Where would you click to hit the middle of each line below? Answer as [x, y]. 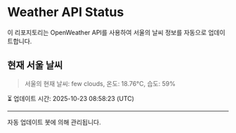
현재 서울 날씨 [35, 65]
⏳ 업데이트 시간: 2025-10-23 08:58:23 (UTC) [71, 98]
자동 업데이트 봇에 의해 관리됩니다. [54, 122]
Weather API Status [66, 12]
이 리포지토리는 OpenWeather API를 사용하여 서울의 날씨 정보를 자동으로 [107, 32]
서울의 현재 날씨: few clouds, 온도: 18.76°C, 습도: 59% [100, 83]
